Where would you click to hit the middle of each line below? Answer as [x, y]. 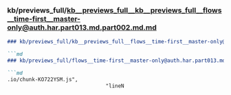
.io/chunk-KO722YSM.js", [43, 79]
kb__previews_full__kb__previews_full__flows [144, 10]
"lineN [115, 86]
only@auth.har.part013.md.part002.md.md [82, 28]
